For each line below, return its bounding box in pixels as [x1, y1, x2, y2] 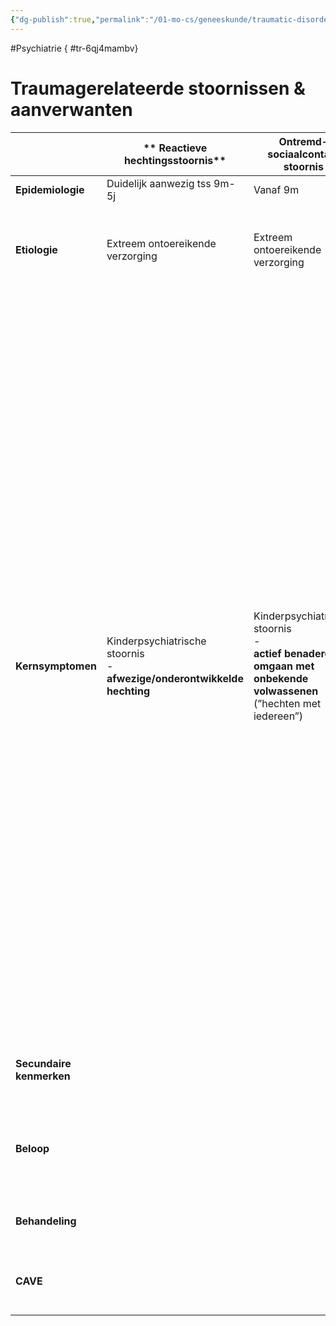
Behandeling [15, 1214, 77, 1228]
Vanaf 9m [253, 182, 300, 196]
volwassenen [253, 684, 319, 698]
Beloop [15, 1141, 50, 1155]
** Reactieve [143, 141, 208, 155]
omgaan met [253, 659, 315, 673]
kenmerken [15, 1069, 71, 1083]
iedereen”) [253, 709, 304, 723]
